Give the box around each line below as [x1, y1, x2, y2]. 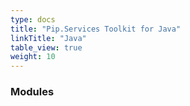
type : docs [10, 14, 56, 25]
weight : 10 [10, 52, 56, 62]
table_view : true [10, 42, 83, 53]
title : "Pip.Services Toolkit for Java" [10, 24, 182, 34]
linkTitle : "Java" [10, 33, 87, 43]
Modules [10, 85, 55, 99]
